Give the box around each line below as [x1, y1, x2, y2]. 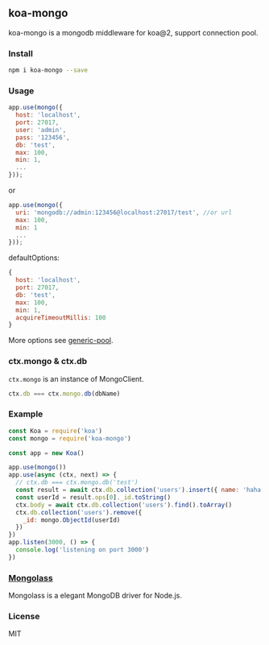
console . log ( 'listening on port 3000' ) [15, 546, 150, 554]
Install [8, 48, 34, 59]
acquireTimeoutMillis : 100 [15, 313, 106, 321]
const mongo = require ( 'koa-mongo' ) [8, 434, 131, 442]
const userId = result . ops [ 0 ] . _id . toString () [15, 493, 172, 502]
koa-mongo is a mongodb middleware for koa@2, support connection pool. [8, 27, 259, 37]
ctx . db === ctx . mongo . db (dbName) [8, 390, 121, 398]
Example [8, 408, 43, 420]
